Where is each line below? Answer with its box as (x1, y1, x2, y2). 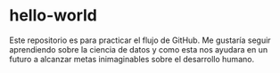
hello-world (9, 5, 98, 26)
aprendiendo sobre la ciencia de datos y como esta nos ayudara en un (9, 44, 268, 54)
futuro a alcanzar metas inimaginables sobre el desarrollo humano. (9, 53, 255, 64)
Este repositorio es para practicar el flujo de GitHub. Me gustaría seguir (9, 35, 271, 45)
